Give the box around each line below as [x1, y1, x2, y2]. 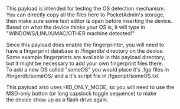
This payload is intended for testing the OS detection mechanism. [6, 5, 165, 12]
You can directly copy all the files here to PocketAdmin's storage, [6, 11, 165, 18]
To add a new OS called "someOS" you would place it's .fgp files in [6, 66, 169, 73]
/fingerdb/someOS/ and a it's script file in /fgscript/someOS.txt [6, 73, 159, 79]
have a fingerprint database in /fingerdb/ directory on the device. [6, 47, 164, 54]
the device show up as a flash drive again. [6, 96, 109, 103]
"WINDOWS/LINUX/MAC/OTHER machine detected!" [6, 30, 135, 37]
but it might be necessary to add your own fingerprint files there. [6, 60, 163, 67]
